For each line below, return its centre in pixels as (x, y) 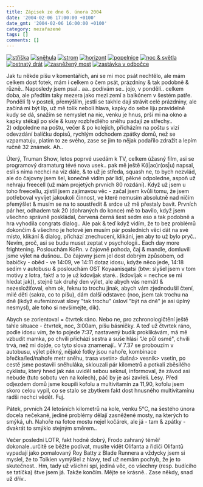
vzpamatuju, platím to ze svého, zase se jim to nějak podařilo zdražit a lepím (101, 140)
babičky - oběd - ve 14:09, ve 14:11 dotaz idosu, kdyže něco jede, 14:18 (95, 262)
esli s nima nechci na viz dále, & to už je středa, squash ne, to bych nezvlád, (101, 172)
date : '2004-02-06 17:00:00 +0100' (51, 18)
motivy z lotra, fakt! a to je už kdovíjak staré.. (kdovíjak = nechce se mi (94, 275)
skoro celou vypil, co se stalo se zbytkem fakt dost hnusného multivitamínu (100, 391)
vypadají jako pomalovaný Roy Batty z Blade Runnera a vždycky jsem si (96, 453)
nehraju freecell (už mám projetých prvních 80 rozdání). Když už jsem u (96, 184)
